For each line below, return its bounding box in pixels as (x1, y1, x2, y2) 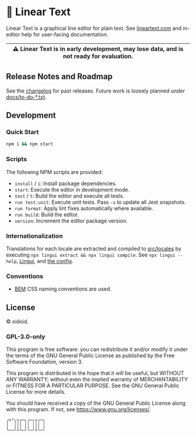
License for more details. (6, 388, 66, 395)
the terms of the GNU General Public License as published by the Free (6, 352, 175, 359)
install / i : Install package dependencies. (14, 180, 117, 187)
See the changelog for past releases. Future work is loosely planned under (6, 87, 185, 94)
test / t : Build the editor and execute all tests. (14, 192, 124, 199)
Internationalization (6, 231, 63, 240)
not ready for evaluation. (63, 52, 133, 60)
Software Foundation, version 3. (6, 359, 83, 366)
